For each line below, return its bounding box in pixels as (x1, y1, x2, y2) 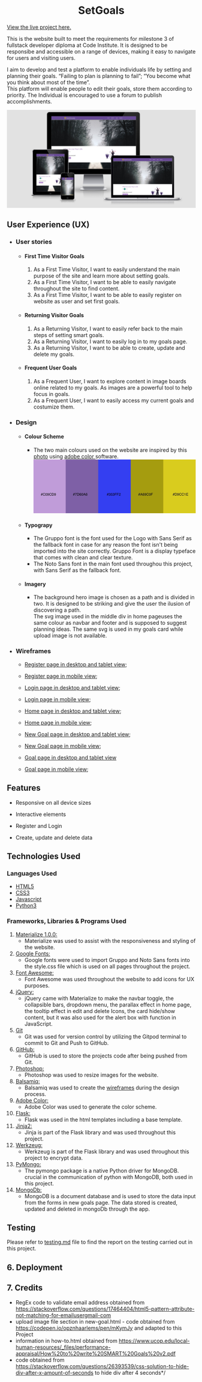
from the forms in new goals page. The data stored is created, (24, 1199, 178, 1206)
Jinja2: (15, 1122, 32, 1130)
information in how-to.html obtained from (15, 1337, 117, 1344)
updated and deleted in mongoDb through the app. (24, 1205, 150, 1213)
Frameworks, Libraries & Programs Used (7, 917, 126, 925)
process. (24, 1090, 47, 1097)
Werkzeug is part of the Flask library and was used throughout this (24, 1148, 189, 1155)
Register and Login (15, 822, 62, 829)
